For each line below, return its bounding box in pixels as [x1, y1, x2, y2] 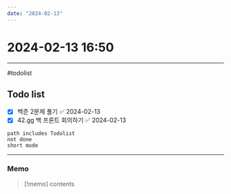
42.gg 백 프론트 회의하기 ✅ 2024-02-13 [16, 116, 126, 124]
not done [7, 136, 32, 143]
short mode [7, 142, 38, 149]
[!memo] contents [23, 180, 75, 188]
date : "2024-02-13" [7, 10, 63, 17]
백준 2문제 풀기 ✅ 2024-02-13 [16, 108, 101, 116]
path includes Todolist [7, 130, 76, 137]
